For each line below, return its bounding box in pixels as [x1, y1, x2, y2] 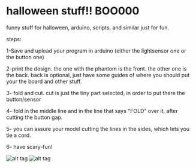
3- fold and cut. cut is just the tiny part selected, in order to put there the [6, 89, 185, 96]
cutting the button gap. [6, 114, 63, 121]
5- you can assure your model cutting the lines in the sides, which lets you [6, 125, 190, 132]
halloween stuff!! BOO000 [6, 4, 140, 18]
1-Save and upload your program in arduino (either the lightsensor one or [6, 47, 187, 54]
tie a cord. [6, 132, 31, 139]
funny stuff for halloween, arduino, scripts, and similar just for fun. [6, 24, 170, 31]
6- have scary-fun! [6, 143, 53, 150]
